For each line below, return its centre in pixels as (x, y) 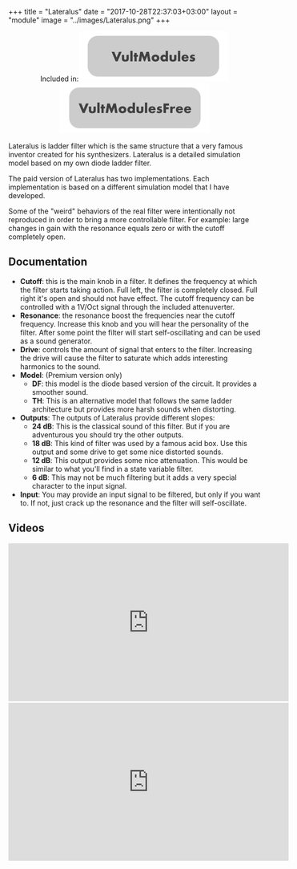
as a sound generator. (56, 341)
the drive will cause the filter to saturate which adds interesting (124, 358)
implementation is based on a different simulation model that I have (119, 187)
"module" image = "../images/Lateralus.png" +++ (89, 20)
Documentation (48, 262)
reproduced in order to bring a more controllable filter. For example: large (129, 219)
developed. (27, 195)
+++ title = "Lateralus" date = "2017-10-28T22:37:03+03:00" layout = (123, 12)
